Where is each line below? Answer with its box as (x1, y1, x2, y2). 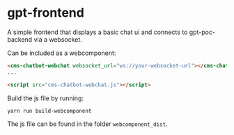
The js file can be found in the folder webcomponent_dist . (7, 120, 169, 128)
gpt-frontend (7, 5, 85, 21)
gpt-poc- (189, 28, 216, 36)
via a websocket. (33, 35, 82, 43)
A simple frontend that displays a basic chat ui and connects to (7, 28, 188, 36)
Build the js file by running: (7, 94, 84, 102)
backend (7, 35, 33, 43)
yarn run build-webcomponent (7, 107, 92, 114)
